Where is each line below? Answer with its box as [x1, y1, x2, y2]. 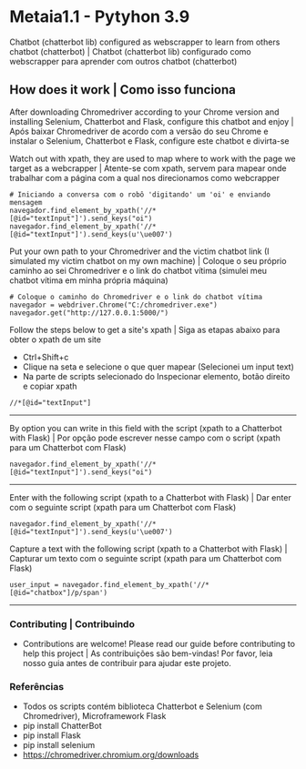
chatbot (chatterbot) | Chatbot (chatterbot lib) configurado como [9, 46, 252, 56]
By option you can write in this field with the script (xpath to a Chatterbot [9, 422, 282, 433]
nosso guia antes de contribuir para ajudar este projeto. [22, 658, 232, 669]
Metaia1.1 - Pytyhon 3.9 [9, 6, 190, 27]
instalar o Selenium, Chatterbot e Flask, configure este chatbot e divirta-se [9, 135, 290, 147]
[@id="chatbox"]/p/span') [9, 588, 107, 597]
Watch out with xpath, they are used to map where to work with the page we [9, 153, 296, 164]
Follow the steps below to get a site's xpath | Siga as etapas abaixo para [9, 324, 280, 335]
